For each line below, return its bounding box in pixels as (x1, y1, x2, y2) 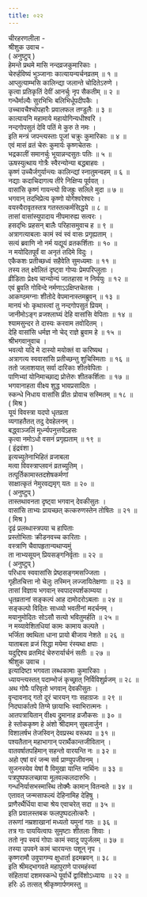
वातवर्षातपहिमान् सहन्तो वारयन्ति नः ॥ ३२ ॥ (8, 746, 116, 755)
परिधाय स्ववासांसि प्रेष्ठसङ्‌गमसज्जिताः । (8, 568, 107, 577)
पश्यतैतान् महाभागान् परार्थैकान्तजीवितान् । (8, 737, 111, 747)
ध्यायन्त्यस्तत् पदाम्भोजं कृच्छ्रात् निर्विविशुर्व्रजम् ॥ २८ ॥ (8, 675, 139, 684)
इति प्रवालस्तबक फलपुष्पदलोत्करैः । (8, 808, 96, 818)
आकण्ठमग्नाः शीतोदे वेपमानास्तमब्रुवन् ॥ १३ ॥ (8, 291, 120, 301)
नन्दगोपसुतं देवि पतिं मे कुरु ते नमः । (8, 122, 96, 131)
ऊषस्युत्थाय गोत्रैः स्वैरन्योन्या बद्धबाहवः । (8, 158, 105, 167)
